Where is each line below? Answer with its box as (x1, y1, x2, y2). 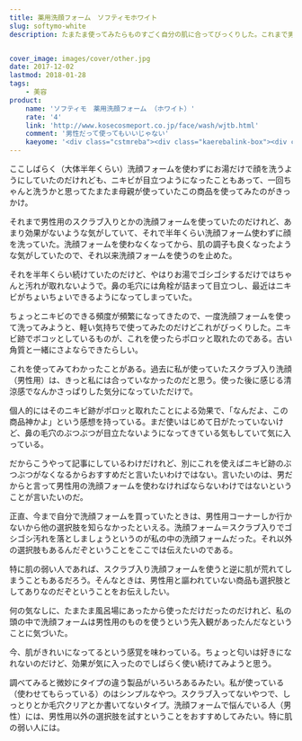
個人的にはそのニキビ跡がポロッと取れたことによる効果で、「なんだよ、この (9, 406, 289, 415)
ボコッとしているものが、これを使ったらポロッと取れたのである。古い (32, 334, 293, 344)
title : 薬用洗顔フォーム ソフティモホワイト (9, 13, 158, 22)
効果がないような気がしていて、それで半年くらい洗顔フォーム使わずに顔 (24, 228, 292, 238)
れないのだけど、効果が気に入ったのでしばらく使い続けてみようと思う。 (9, 658, 277, 668)
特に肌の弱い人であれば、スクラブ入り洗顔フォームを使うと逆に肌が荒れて (9, 564, 285, 574)
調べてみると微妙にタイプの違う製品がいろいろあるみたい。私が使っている (9, 677, 285, 688)
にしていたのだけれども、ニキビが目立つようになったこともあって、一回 (16, 174, 284, 185)
